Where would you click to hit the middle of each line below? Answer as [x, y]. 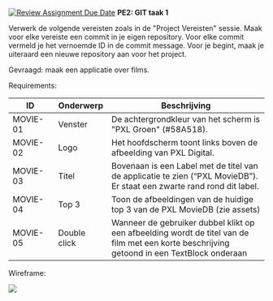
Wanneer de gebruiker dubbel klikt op [183, 223]
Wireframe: [27, 273]
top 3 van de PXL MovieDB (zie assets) [186, 209]
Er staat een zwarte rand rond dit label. [185, 186]
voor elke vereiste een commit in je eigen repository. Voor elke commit [126, 37]
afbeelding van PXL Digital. [162, 153]
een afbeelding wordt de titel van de [180, 233]
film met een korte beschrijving [170, 243]
